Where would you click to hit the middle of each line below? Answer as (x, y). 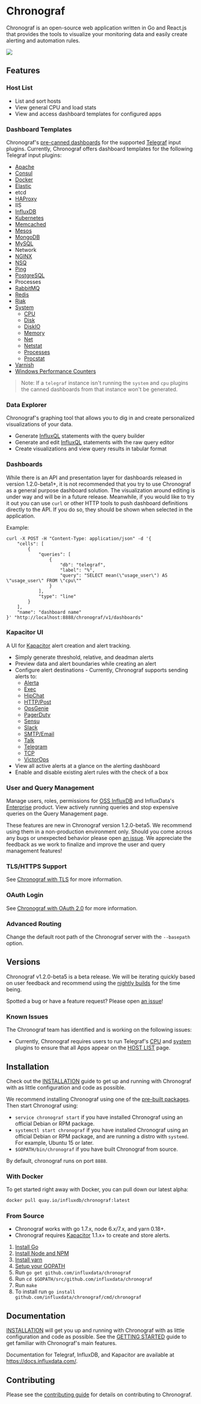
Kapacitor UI (25, 633)
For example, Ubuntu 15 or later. (54, 1142)
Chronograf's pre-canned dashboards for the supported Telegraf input (94, 142)
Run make (26, 1286)
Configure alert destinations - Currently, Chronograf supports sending (101, 670)
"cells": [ (31, 544)
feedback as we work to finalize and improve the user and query (86, 845)
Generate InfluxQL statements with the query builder (80, 436)
